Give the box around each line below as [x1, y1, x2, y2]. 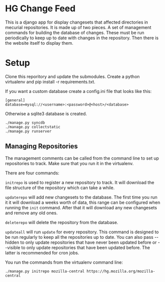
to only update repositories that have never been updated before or [20, 239, 157, 245]
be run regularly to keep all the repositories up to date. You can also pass [5, 234, 154, 240]
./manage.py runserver [5, 129, 52, 134]
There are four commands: [5, 170, 60, 176]
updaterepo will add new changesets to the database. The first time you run [5, 194, 158, 200]
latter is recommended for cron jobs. [5, 250, 79, 255]
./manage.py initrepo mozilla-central [5, 269, 85, 274]
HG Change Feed [5, 3, 76, 14]
